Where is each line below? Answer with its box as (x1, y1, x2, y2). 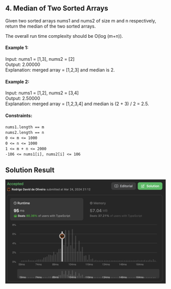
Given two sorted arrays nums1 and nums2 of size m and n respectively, (5, 17, 156, 23)
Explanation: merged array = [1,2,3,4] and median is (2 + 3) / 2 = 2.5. (5, 101, 149, 107)
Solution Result (5, 165, 55, 174)
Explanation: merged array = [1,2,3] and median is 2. (5, 67, 115, 73)
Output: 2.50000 (5, 95, 40, 102)
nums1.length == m (5, 125, 44, 130)
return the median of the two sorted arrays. (5, 23, 96, 29)
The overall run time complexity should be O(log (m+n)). (5, 33, 123, 39)
